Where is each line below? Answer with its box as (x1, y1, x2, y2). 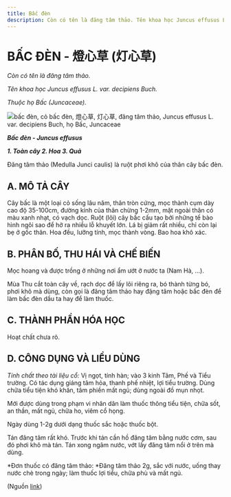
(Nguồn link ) (7, 482, 43, 490)
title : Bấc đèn (7, 10, 51, 17)
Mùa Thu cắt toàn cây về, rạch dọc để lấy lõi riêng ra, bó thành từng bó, (7, 280, 211, 289)
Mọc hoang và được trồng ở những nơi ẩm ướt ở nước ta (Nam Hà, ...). (7, 266, 204, 275)
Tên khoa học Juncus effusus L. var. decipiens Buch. (7, 85, 158, 93)
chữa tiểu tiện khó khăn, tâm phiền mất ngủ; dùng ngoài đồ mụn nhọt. (7, 386, 205, 394)
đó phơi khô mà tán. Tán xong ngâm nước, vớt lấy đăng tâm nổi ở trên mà (7, 440, 214, 449)
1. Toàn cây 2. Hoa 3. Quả (7, 147, 82, 155)
